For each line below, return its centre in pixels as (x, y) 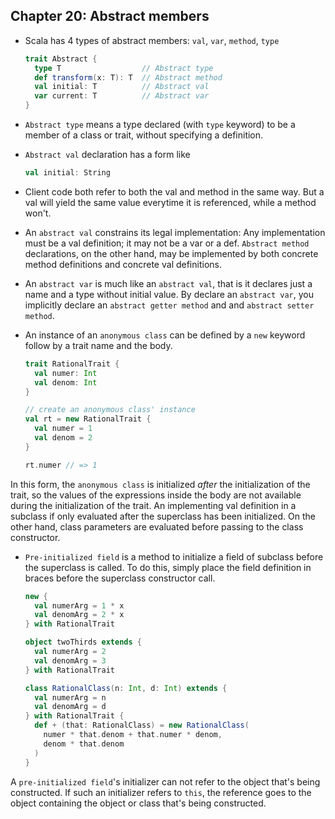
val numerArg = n (70, 697)
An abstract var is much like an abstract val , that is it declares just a (168, 283)
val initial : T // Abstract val (122, 87)
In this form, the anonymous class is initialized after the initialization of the (160, 484)
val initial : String (67, 173)
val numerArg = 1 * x (79, 605)
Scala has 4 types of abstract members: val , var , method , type (152, 40)
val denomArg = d (70, 707)
